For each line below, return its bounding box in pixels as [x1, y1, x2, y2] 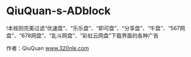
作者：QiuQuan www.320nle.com [6, 45, 89, 52]
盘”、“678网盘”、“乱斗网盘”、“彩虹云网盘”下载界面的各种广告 [6, 31, 159, 39]
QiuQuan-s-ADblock [6, 4, 111, 18]
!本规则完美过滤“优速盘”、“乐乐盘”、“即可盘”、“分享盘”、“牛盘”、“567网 [6, 24, 186, 31]
